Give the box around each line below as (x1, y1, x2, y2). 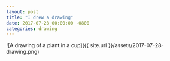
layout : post (6, 8, 39, 15)
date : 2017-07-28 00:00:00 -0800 (6, 20, 90, 26)
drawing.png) (6, 48, 40, 56)
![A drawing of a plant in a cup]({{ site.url (6, 42, 107, 49)
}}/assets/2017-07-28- (108, 42, 164, 49)
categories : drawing (6, 25, 58, 32)
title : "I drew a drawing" (6, 14, 74, 20)
